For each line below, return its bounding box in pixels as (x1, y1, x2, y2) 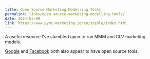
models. (5, 39, 21, 45)
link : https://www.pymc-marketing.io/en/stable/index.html (5, 20, 128, 26)
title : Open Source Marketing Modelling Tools (5, 7, 101, 12)
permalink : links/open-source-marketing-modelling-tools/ (5, 12, 125, 16)
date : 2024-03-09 (5, 16, 40, 21)
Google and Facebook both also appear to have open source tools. (5, 48, 139, 54)
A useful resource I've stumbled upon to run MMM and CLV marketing (5, 34, 146, 40)
